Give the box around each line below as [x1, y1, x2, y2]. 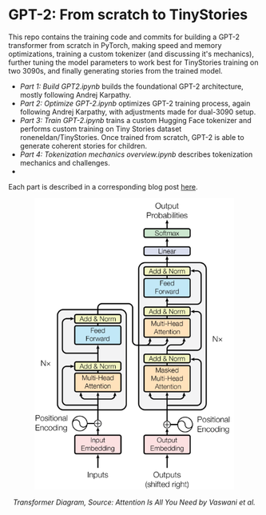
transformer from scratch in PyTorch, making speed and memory [8, 40, 222, 50]
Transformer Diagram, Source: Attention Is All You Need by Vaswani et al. [13, 497, 256, 507]
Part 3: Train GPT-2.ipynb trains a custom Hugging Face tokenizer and [19, 115, 252, 125]
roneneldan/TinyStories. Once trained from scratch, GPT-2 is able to [19, 132, 245, 142]
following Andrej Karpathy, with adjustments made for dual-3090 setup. [19, 106, 256, 117]
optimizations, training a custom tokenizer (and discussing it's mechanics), [8, 49, 254, 58]
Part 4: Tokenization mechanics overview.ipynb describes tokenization [19, 150, 253, 159]
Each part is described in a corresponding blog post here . [8, 182, 198, 191]
